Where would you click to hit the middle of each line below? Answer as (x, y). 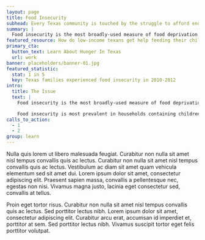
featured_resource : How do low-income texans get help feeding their (97, 40)
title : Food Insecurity (37, 18)
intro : (15, 86)
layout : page (23, 12)
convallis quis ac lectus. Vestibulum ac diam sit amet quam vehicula (92, 167)
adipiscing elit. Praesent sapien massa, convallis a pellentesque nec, (92, 180)
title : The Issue (34, 92)
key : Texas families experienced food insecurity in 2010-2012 (94, 80)
